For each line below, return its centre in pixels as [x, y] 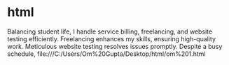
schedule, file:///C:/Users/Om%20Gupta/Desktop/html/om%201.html [106, 54]
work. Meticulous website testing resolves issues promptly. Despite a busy [115, 46]
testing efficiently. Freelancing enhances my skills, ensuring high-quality [111, 38]
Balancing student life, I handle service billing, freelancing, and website [110, 31]
